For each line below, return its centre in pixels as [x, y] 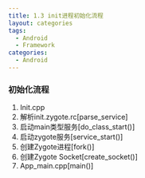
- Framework [35, 45]
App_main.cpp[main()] [57, 166]
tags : [17, 30]
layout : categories [41, 23]
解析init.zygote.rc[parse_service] [74, 117]
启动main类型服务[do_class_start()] [77, 127]
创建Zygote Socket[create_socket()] [78, 157]
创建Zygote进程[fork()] [57, 147]
